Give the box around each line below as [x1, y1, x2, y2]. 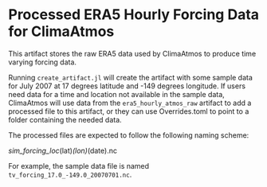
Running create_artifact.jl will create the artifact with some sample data [8, 72, 253, 82]
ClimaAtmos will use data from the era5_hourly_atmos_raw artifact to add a [8, 98, 252, 107]
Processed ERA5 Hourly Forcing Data [8, 6, 260, 24]
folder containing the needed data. [8, 115, 122, 124]
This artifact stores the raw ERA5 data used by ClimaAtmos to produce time [8, 49, 257, 58]
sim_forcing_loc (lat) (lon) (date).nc [8, 146, 118, 155]
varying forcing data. [8, 57, 77, 67]
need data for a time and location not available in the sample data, [8, 89, 225, 99]
